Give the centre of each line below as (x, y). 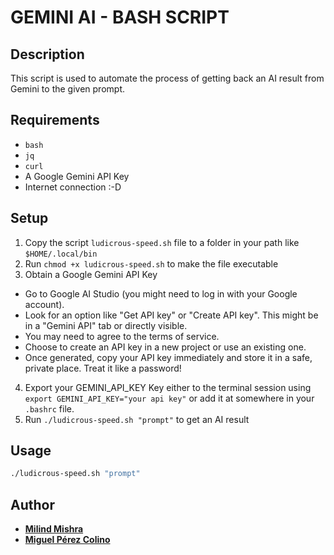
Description (47, 54)
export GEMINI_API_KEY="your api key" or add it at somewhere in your (169, 398)
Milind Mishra (54, 529)
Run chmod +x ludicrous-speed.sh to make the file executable (151, 263)
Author (32, 504)
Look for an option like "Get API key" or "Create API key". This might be (171, 315)
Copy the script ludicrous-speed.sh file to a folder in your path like (162, 242)
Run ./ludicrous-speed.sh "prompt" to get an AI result (137, 419)
